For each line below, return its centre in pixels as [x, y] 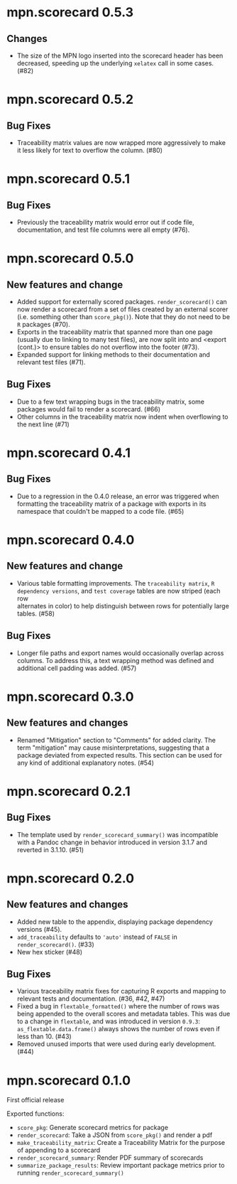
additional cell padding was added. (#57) [77, 668]
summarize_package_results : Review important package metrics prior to [121, 1166]
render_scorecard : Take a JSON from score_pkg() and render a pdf [115, 1135]
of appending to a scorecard [59, 1150]
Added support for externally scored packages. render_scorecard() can [122, 302]
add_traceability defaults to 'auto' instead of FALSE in [97, 937]
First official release [35, 1100]
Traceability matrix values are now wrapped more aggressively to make [121, 142]
